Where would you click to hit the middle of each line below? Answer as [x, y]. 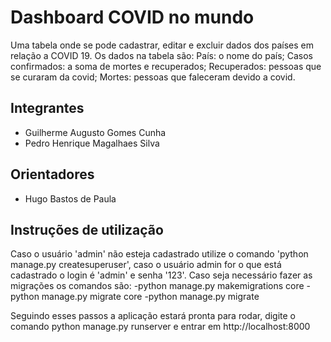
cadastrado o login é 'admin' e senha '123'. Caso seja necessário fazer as [161, 275]
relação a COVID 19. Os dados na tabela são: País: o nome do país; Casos [161, 55]
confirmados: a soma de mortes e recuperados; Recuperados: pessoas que [166, 66]
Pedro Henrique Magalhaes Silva [92, 143]
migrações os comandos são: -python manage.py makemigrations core [157, 286]
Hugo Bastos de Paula [70, 198]
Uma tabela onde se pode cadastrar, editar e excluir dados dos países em [162, 45]
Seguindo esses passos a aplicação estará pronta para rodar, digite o [153, 316]
